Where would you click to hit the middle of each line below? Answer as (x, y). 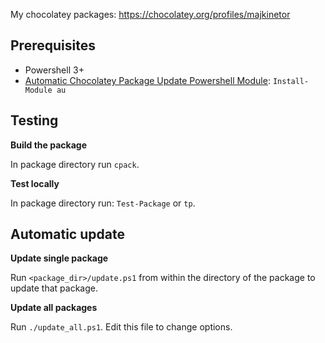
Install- (291, 81)
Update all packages (54, 308)
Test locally (35, 183)
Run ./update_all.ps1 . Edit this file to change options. (121, 327)
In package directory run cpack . (75, 164)
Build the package (49, 145)
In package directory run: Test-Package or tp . (103, 203)
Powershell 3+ (54, 70)
